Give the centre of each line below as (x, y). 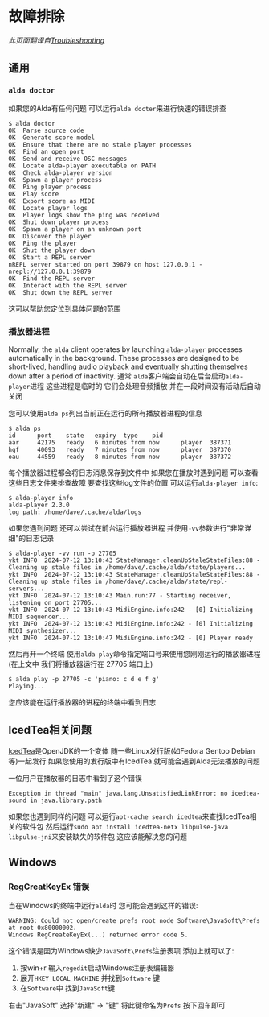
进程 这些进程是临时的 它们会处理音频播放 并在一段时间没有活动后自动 (145, 386)
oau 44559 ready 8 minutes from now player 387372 (120, 457)
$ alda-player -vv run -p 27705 (62, 553)
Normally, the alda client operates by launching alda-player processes (125, 349)
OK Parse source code (46, 130)
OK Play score (34, 194)
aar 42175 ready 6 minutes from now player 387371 (120, 442)
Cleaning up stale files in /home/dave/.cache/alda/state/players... (127, 567)
